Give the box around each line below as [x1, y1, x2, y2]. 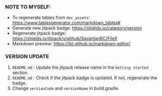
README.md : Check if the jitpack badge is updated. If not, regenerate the [12, 75, 158, 81]
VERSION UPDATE [5, 53, 49, 60]
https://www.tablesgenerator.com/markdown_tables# [12, 20, 121, 26]
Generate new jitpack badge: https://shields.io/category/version [12, 25, 142, 31]
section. [12, 69, 29, 75]
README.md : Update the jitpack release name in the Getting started [12, 64, 149, 70]
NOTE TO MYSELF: [5, 3, 51, 10]
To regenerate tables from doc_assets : [12, 15, 90, 21]
